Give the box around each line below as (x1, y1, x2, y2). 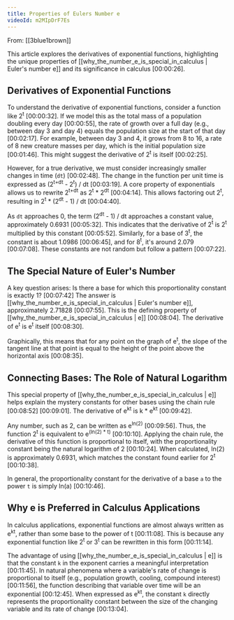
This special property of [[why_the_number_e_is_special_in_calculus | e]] (7, 390, 217, 399)
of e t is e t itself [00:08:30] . (7, 321, 84, 330)
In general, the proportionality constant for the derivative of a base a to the (7, 474, 222, 483)
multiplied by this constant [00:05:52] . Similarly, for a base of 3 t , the (7, 227, 203, 237)
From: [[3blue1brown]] (7, 36, 71, 44)
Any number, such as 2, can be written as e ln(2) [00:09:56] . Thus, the (7, 420, 206, 430)
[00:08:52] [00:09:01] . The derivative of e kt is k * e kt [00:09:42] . (7, 405, 192, 415)
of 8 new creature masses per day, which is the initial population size (7, 141, 206, 150)
